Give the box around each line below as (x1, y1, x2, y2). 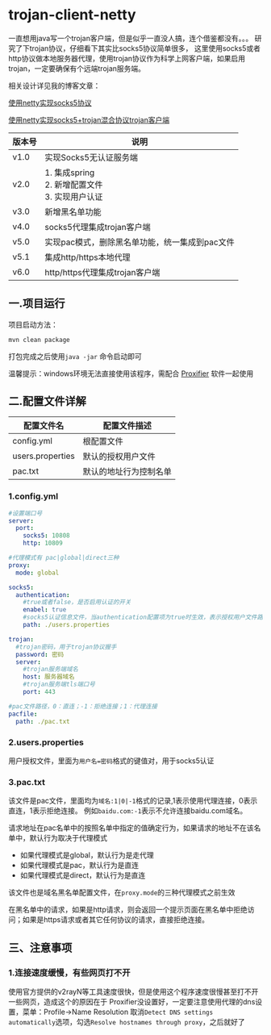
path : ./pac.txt (15, 717, 70, 725)
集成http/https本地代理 (44, 252, 131, 263)
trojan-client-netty (8, 6, 136, 24)
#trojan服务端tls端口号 (23, 680, 95, 689)
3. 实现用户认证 (44, 191, 103, 202)
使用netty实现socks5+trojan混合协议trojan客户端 (8, 115, 170, 124)
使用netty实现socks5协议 (8, 98, 92, 107)
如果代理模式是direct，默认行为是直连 (19, 870, 146, 880)
